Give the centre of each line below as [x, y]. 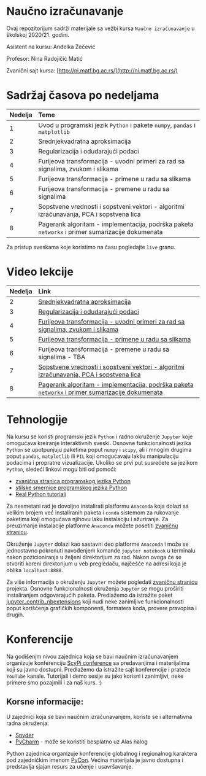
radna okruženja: [28, 723]
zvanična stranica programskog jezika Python [73, 481]
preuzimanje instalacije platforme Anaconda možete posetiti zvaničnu [92, 526]
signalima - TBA [62, 357]
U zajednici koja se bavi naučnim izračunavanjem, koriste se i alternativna [99, 716]
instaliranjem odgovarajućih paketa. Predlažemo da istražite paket [90, 595]
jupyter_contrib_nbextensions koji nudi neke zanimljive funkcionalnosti [95, 601]
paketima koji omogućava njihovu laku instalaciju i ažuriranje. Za [87, 519]
